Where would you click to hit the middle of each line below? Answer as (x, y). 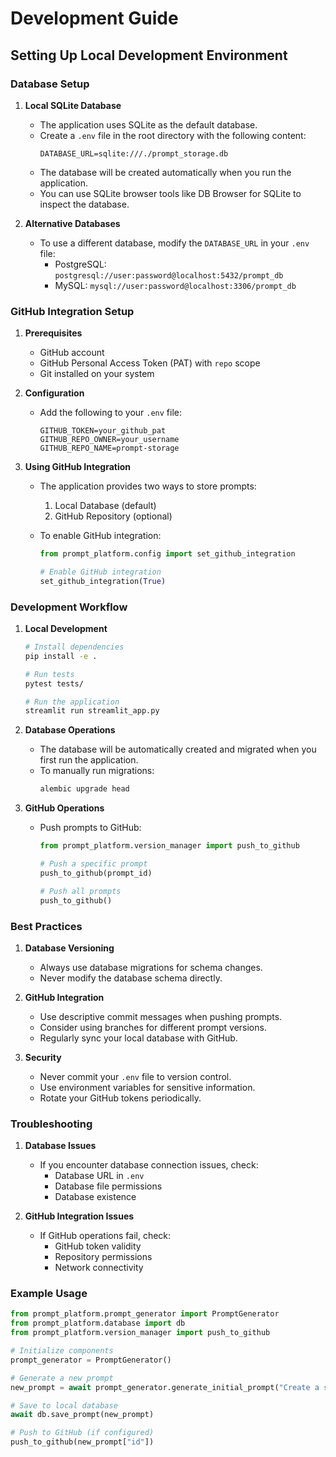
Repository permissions (103, 1257)
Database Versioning (69, 948)
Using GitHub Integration (78, 467)
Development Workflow (69, 607)
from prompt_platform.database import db (98, 1323)
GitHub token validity (98, 1246)
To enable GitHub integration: (100, 536)
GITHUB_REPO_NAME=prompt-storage (109, 448)
